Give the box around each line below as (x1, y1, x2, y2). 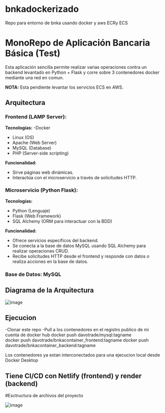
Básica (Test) (5, 48, 60, 59)
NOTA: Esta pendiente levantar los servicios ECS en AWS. (5, 84, 124, 90)
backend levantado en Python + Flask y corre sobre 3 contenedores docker (5, 69, 160, 75)
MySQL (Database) (12, 145, 52, 151)
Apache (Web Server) (12, 140, 57, 146)
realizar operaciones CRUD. (12, 248, 69, 254)
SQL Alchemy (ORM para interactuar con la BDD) (12, 218, 112, 224)
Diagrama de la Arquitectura (5, 286, 94, 295)
